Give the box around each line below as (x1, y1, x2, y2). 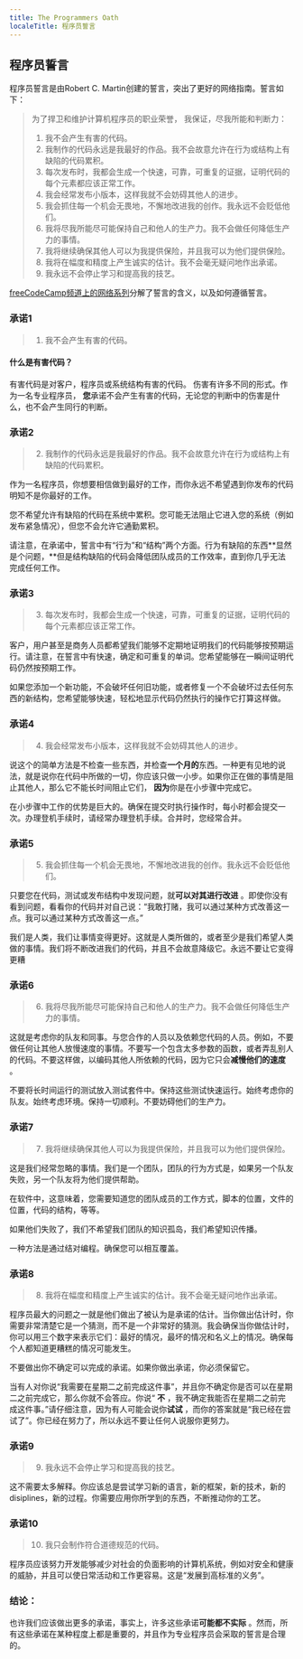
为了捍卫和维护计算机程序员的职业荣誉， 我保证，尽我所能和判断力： (31, 114, 287, 125)
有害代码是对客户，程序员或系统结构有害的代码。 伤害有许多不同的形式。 (9, 379, 280, 389)
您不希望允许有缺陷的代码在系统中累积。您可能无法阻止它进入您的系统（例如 (9, 510, 294, 520)
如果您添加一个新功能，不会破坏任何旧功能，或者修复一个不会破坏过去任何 (9, 681, 286, 692)
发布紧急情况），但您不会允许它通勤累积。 (9, 520, 164, 531)
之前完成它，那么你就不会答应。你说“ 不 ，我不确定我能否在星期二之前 (16, 1392, 279, 1403)
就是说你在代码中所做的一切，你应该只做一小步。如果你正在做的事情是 (24, 770, 286, 782)
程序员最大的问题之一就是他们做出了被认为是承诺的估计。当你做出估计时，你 (9, 1308, 294, 1319)
